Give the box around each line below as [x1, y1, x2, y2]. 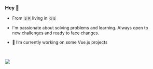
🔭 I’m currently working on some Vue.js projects [12, 40, 108, 45]
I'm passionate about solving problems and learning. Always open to [12, 25, 149, 31]
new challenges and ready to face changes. [12, 30, 99, 36]
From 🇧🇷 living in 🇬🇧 [12, 15, 56, 21]
